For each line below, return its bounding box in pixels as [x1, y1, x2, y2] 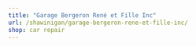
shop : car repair [8, 26, 65, 34]
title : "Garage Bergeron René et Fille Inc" [8, 11, 157, 19]
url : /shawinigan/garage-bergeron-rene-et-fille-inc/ [8, 19, 189, 27]
